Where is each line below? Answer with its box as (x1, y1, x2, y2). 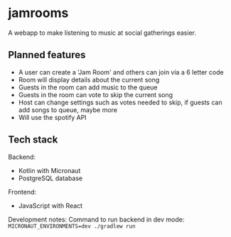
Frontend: (8, 187, 37, 196)
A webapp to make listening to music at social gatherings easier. (8, 28, 196, 37)
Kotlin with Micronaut (18, 166, 81, 175)
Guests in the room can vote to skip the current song (18, 90, 173, 99)
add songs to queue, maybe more (18, 105, 118, 114)
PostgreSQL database (18, 174, 83, 182)
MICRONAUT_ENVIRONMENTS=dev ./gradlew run (8, 222, 136, 230)
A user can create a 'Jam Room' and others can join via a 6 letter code (18, 67, 224, 76)
